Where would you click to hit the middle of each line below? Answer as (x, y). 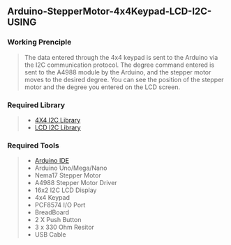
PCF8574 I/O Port (60, 205)
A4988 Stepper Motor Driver (76, 183)
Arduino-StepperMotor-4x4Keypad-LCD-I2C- (110, 11)
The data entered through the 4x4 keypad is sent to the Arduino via (121, 57)
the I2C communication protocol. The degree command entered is (119, 65)
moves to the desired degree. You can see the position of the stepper (124, 79)
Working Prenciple (39, 42)
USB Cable (50, 235)
